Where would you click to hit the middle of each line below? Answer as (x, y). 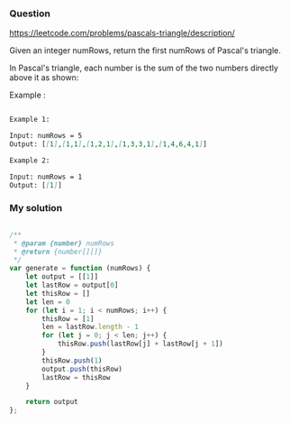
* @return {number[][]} (58, 252)
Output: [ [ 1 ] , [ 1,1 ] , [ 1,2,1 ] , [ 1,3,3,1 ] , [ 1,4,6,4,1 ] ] (109, 144)
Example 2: (30, 161)
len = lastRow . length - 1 (91, 327)
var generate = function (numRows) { (80, 269)
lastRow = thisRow (76, 377)
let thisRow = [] (58, 293)
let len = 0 (48, 302)
